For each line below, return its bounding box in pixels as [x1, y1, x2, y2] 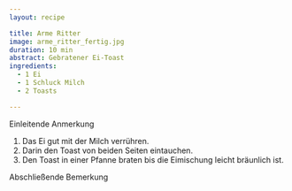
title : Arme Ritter [9, 28, 81, 38]
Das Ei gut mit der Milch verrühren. [21, 135, 150, 146]
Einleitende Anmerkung [9, 118, 95, 129]
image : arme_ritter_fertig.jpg [9, 37, 125, 46]
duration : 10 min [9, 45, 73, 54]
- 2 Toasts [17, 86, 58, 95]
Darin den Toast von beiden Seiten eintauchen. [21, 145, 193, 156]
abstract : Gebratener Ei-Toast [9, 54, 125, 63]
